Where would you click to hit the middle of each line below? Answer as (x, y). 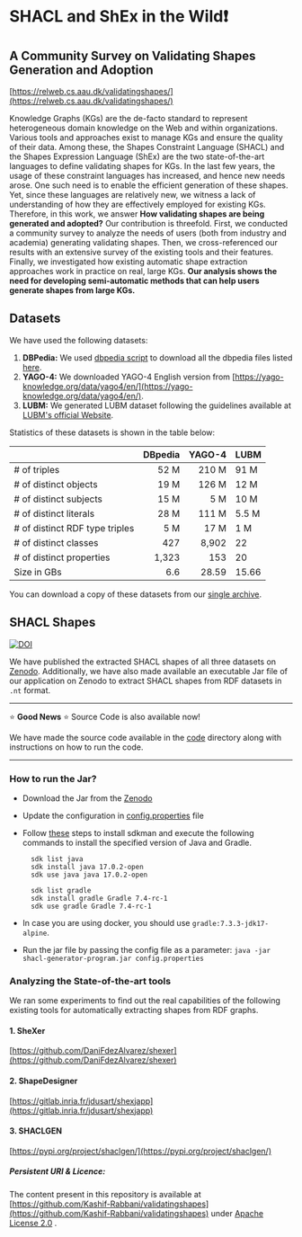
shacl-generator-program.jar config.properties (113, 958)
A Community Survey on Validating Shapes (133, 55)
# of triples (37, 469)
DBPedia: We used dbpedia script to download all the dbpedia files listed (157, 357)
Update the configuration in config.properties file (113, 815)
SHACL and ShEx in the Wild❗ (119, 17)
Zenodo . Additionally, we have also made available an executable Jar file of (149, 671)
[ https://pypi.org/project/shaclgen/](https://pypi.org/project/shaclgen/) (141, 1151)
